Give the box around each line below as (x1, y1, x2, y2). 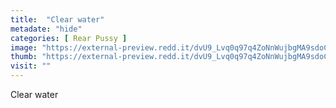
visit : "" (10, 61, 52, 71)
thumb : (10, 52, 38, 62)
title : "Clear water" (10, 14, 105, 25)
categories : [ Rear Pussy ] (10, 33, 128, 43)
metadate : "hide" (10, 24, 83, 34)
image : (10, 42, 38, 53)
